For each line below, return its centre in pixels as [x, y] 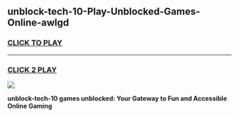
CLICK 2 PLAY [32, 69]
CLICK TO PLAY [35, 43]
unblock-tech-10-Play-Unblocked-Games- [104, 12]
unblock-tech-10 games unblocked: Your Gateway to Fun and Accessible [117, 98]
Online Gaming [30, 106]
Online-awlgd [38, 23]
